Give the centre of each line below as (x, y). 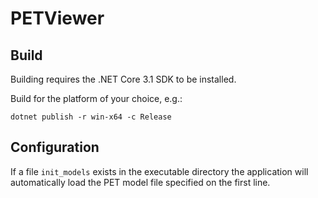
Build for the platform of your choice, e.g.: (96, 98)
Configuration (55, 147)
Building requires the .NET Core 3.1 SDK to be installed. (123, 79)
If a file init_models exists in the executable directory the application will (159, 171)
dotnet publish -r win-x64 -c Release (91, 117)
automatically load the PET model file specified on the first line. (140, 182)
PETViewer (57, 18)
